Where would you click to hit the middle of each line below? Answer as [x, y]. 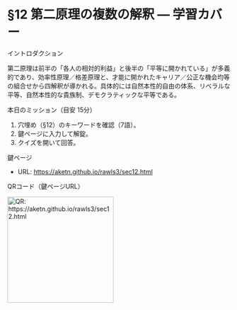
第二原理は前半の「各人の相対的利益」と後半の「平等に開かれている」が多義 [119, 68]
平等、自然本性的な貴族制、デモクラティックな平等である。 [94, 94]
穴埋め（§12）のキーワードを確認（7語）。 [79, 125]
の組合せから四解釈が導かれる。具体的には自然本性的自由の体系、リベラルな [119, 86]
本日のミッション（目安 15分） [52, 110]
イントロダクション [35, 53]
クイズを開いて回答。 [48, 142]
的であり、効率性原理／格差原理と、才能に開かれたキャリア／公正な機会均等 [118, 77]
